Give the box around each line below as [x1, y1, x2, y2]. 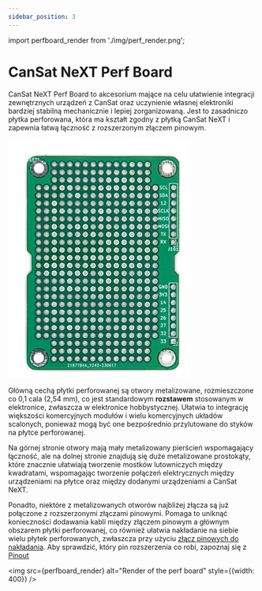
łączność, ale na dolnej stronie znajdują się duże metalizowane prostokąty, [8, 451, 251, 461]
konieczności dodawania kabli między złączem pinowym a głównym [8, 517, 230, 526]
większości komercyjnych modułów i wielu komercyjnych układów [8, 411, 223, 420]
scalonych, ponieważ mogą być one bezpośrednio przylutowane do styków [8, 419, 254, 428]
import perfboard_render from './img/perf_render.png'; [8, 36, 185, 45]
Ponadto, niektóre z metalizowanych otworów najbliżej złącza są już [8, 500, 229, 510]
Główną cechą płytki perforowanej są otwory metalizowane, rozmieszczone [8, 386, 254, 395]
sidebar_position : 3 [8, 13, 77, 21]
